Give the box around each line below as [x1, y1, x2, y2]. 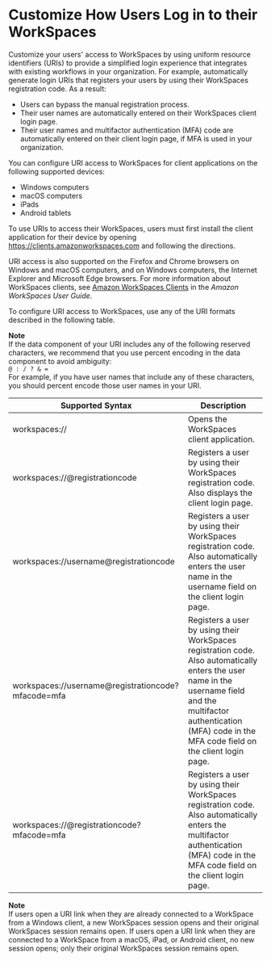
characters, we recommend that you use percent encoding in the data [8, 347, 240, 357]
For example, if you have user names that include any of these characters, [8, 371, 255, 381]
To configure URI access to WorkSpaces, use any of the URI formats [8, 306, 236, 316]
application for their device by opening [8, 232, 137, 241]
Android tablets [19, 208, 72, 217]
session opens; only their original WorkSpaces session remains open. [8, 943, 240, 953]
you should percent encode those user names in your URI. [8, 380, 202, 390]
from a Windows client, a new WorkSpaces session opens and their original [8, 917, 260, 927]
